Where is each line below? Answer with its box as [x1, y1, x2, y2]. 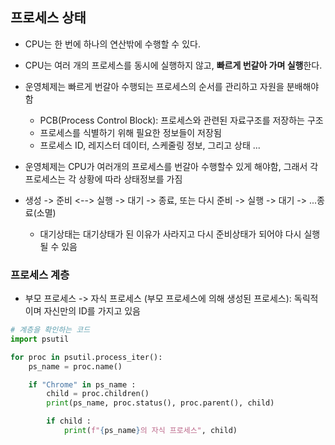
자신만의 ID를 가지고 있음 [43, 305, 141, 317]
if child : [46, 416, 92, 427]
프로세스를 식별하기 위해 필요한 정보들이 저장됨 [39, 126, 222, 138]
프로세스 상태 [10, 9, 87, 27]
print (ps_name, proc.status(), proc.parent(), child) [46, 398, 275, 408]
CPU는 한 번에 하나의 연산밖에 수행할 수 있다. [24, 38, 201, 50]
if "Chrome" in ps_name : [28, 379, 137, 390]
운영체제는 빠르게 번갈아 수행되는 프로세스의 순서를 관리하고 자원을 [24, 80, 285, 92]
